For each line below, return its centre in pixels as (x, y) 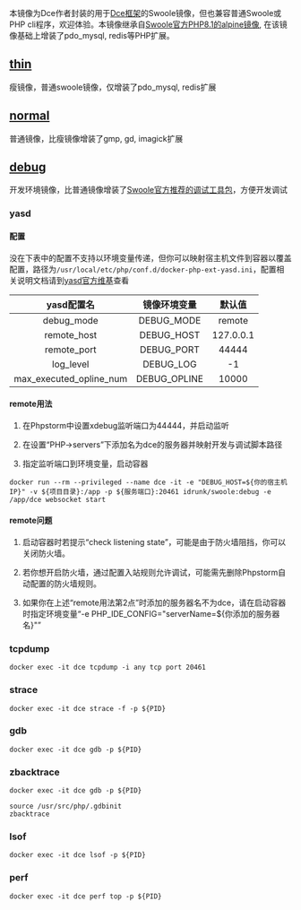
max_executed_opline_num (71, 378)
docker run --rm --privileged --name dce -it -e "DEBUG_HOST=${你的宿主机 (149, 482)
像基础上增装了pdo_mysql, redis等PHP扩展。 (92, 35)
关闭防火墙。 (46, 553)
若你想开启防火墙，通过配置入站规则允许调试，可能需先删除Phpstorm (150, 572)
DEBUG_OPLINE (170, 378)
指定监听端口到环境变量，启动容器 (85, 464)
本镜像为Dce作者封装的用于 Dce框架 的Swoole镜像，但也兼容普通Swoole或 (146, 13)
